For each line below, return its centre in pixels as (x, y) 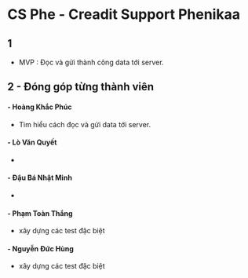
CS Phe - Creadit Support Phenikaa (124, 15)
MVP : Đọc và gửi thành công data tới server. (91, 62)
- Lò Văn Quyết (32, 142)
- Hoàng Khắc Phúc (40, 107)
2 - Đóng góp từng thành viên (81, 87)
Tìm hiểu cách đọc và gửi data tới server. (85, 124)
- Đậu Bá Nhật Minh (40, 177)
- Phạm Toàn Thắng (40, 213)
